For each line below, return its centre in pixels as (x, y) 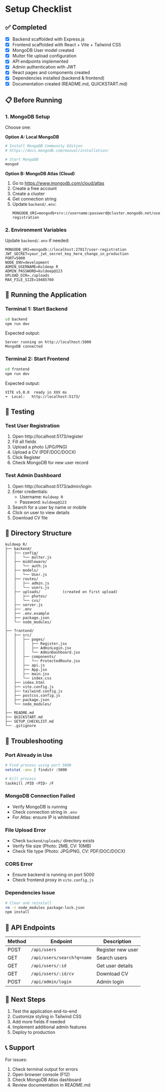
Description (117, 941)
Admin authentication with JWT (44, 67)
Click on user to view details (41, 512)
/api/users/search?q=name (62, 958)
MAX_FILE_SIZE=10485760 (30, 280)
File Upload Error (26, 830)
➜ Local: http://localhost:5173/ (43, 396)
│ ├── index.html (25, 683)
